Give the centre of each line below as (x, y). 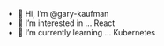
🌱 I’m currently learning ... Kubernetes (86, 32)
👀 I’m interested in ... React (66, 23)
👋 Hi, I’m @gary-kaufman (63, 14)
